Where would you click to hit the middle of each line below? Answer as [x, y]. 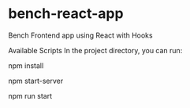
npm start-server [36, 81]
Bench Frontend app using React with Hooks [80, 35]
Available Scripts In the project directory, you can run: [95, 50]
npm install [26, 65]
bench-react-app [66, 14]
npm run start [30, 95]
